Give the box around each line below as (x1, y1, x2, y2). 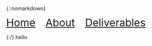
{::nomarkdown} (6, 5, 46, 12)
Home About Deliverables (6, 16, 146, 29)
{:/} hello (6, 34, 28, 40)
